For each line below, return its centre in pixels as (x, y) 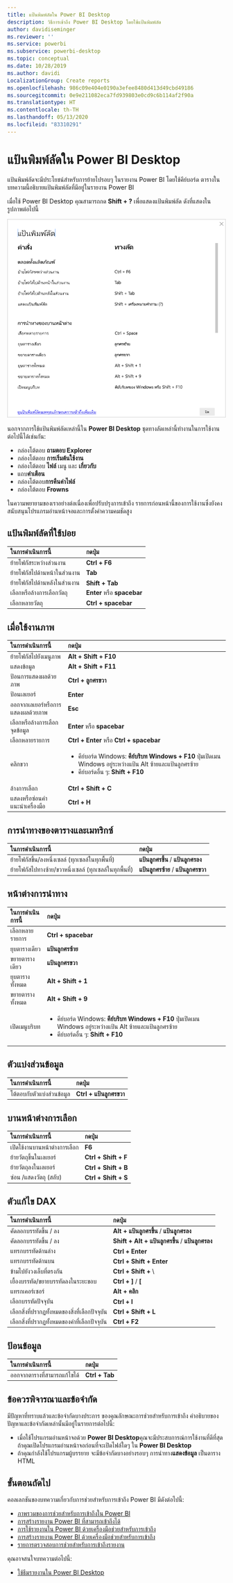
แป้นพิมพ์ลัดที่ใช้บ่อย (42, 534)
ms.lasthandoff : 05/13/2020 (48, 117)
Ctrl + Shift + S (106, 1178)
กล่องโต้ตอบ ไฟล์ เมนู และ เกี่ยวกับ (57, 466)
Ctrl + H (80, 803)
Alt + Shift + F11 (92, 667)
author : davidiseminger (42, 29)
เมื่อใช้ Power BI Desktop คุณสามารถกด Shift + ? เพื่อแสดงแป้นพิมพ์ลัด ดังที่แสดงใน (109, 201)
